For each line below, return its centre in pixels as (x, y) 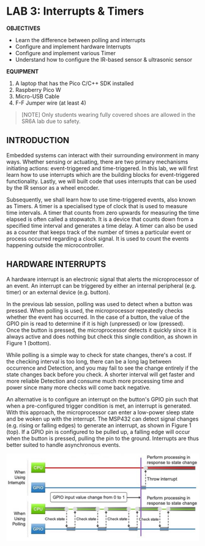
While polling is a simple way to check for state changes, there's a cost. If (99, 355)
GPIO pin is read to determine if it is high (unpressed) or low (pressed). (95, 323)
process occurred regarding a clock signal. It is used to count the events (98, 238)
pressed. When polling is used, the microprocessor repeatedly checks (95, 310)
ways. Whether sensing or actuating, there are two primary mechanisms (97, 162)
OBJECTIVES (24, 28)
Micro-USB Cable (37, 96)
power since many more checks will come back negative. (79, 387)
